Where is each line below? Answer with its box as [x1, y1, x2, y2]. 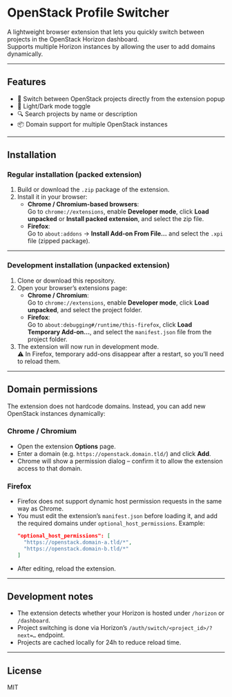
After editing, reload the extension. [17, 564, 116, 573]
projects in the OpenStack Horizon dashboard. [7, 35, 139, 43]
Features [7, 76, 46, 88]
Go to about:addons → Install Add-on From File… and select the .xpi [27, 229, 223, 238]
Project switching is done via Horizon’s [17, 624, 128, 632]
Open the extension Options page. [17, 442, 116, 450]
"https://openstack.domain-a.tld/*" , [23, 539, 133, 546]
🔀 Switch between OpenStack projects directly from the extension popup [17, 95, 226, 103]
